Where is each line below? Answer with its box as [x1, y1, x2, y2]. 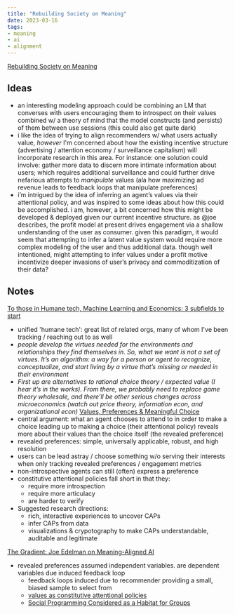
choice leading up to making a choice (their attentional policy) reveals [17, 422, 219, 430]
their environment [17, 370, 69, 378]
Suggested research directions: [17, 504, 109, 512]
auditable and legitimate [27, 534, 98, 542]
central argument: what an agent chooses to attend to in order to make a [17, 415, 227, 423]
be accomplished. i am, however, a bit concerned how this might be [17, 205, 213, 214]
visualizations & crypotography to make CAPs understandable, [27, 526, 209, 535]
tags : [7, 23, 23, 30]
